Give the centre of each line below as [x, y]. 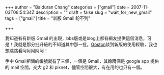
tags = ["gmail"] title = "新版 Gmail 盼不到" [48, 18]
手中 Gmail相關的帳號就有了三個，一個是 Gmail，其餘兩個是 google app [77, 61]
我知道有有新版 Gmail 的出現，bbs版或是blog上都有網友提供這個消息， [76, 38]
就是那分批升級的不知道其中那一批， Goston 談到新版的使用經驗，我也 [88, 44]
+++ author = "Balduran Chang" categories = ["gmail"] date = [68, 7]
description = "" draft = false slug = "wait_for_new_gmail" [94, 12]
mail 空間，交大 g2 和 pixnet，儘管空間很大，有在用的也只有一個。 [78, 67]
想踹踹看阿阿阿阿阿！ [27, 51]
